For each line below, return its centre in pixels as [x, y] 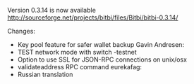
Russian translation [45, 74]
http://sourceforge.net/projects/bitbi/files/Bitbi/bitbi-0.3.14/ [93, 17]
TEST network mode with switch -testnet [77, 52]
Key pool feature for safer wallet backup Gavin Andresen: [101, 44]
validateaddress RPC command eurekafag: [80, 67]
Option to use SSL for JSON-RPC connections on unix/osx [102, 59]
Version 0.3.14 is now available [52, 10]
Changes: [21, 31]
